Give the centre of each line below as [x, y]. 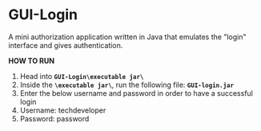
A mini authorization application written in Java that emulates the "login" [127, 37]
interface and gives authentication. [66, 45]
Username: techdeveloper [63, 110]
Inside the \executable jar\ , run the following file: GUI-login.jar [127, 85]
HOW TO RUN [31, 61]
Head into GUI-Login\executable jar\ [82, 76]
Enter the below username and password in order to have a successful [137, 93]
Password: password [54, 118]
